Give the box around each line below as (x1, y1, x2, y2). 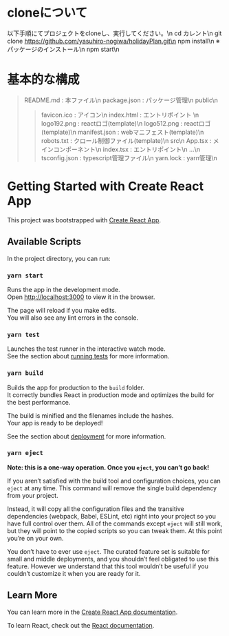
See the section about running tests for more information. (7, 352, 170, 360)
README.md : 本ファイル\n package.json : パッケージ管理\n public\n (23, 96, 219, 104)
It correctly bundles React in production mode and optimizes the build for (7, 390, 215, 399)
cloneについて (7, 5, 88, 21)
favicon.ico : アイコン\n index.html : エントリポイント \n (41, 110, 199, 119)
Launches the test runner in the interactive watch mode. (7, 345, 166, 353)
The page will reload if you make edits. (7, 306, 117, 314)
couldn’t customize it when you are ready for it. (7, 569, 141, 577)
